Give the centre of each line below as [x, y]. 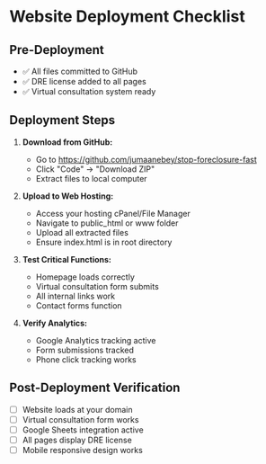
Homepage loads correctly [85, 277]
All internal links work [75, 296]
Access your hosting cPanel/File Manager [113, 213]
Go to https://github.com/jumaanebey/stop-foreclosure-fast [146, 159]
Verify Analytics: [55, 323]
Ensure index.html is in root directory [104, 242]
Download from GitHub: [67, 142]
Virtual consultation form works [80, 419]
